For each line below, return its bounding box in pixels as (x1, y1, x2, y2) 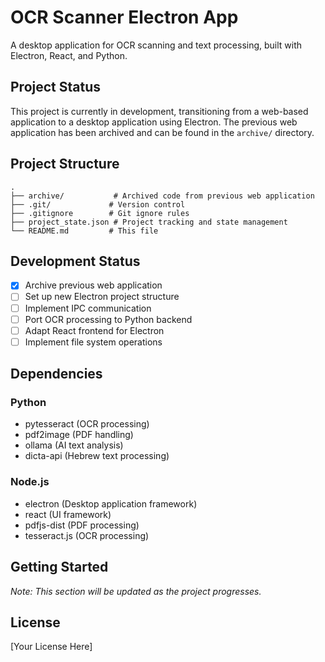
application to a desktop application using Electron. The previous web (10, 116, 298, 128)
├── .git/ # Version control (10, 199, 186, 210)
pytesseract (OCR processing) (24, 418, 150, 430)
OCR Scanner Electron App (10, 6, 239, 29)
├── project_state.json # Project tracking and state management (10, 217, 288, 227)
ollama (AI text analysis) (24, 439, 124, 451)
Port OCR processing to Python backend (24, 313, 193, 325)
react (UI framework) (24, 508, 112, 520)
